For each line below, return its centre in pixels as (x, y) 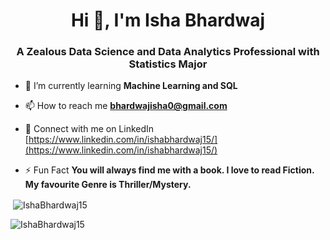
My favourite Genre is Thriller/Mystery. (108, 185)
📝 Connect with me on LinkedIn (89, 129)
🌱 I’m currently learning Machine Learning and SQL (131, 86)
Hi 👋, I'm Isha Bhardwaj (168, 20)
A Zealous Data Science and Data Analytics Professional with (168, 52)
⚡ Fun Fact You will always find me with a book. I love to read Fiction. (169, 170)
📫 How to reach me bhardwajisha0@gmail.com (126, 106)
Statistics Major (168, 64)
